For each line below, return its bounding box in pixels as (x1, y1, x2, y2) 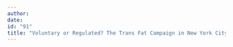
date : (7, 17, 23, 23)
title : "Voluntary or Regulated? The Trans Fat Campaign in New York (7, 29, 213, 37)
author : (7, 10, 30, 17)
